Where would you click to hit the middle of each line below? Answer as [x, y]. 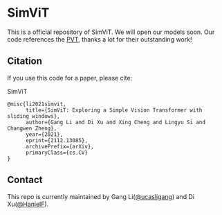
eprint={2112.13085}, [57, 140]
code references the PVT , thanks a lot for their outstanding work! [100, 39]
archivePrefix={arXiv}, [60, 146]
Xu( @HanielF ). [28, 204]
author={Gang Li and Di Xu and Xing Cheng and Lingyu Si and [115, 122]
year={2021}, [44, 134]
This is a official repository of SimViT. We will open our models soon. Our [111, 32]
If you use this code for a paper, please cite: [70, 78]
